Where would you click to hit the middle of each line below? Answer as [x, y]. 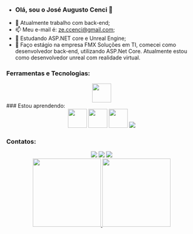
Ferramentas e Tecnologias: [48, 73]
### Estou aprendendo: [36, 105]
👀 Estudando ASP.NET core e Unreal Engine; [70, 38]
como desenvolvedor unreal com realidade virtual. [78, 58]
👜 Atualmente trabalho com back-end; [62, 23]
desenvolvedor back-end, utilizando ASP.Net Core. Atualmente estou [101, 52]
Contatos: [21, 141]
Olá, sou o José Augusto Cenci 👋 [64, 10]
